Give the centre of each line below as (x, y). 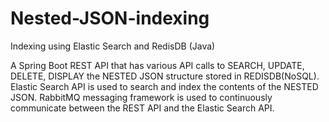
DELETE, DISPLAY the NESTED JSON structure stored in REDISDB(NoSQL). (165, 76)
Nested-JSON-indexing (110, 18)
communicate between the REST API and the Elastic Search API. (142, 108)
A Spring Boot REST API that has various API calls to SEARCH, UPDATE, (157, 65)
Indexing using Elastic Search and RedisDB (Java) (113, 46)
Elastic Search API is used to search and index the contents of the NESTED (164, 86)
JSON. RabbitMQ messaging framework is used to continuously (141, 97)
